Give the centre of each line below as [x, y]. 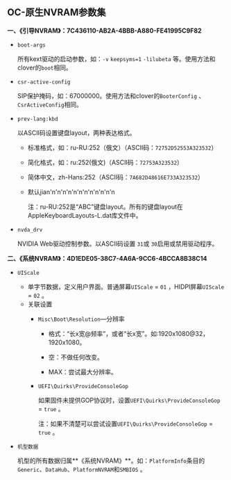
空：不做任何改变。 [76, 357]
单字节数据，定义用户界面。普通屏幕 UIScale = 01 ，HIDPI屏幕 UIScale [126, 287]
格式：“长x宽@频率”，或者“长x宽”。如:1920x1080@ [122, 333]
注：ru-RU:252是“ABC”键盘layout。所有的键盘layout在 [105, 207]
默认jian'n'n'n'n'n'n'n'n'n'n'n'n [71, 192]
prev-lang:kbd [37, 119]
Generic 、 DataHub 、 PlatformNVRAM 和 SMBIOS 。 [82, 469]
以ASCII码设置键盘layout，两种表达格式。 [77, 133]
